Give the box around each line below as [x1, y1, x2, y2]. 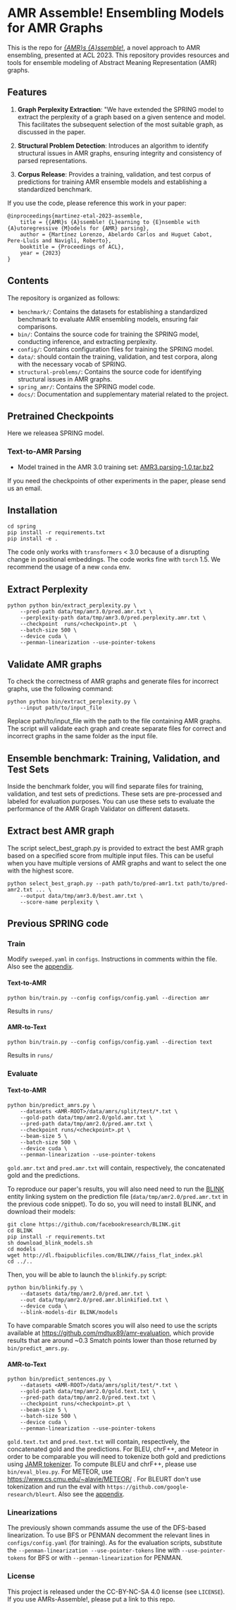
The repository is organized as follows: [7, 293, 120, 302]
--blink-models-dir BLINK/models [20, 1308, 118, 1315]
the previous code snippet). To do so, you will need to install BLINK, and [7, 1200, 216, 1208]
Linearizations [7, 1508, 58, 1517]
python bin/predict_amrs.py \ [7, 1101, 97, 1108]
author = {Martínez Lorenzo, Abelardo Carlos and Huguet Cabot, [20, 231, 213, 238]
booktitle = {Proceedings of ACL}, [20, 243, 125, 250]
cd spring [7, 523, 37, 531]
